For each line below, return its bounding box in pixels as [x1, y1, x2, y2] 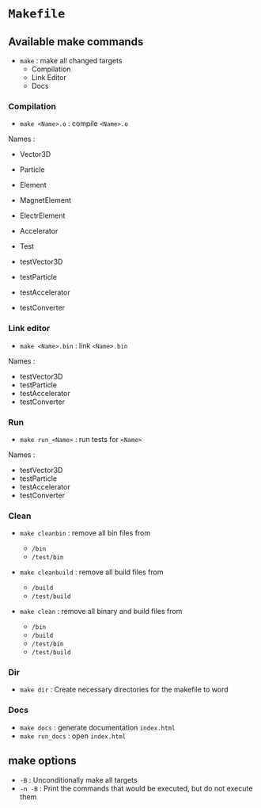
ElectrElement [19, 211, 66, 220]
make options [8, 754, 77, 768]
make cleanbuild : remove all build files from [19, 567, 164, 577]
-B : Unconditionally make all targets [19, 775, 138, 784]
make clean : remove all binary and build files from [19, 607, 183, 616]
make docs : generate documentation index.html [19, 722, 176, 732]
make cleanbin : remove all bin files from [19, 528, 151, 538]
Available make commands [8, 35, 144, 48]
